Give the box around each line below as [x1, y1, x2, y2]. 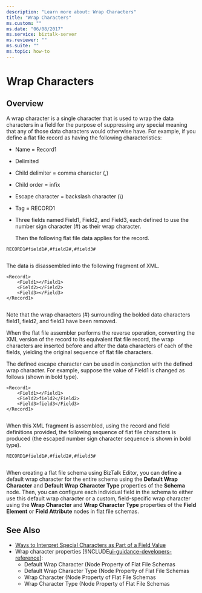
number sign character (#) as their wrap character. [15, 223, 142, 230]
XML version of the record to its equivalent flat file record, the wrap [6, 335, 174, 343]
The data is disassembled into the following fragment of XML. [6, 262, 160, 269]
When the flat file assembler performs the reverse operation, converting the [6, 329, 195, 337]
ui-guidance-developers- [109, 548, 172, 555]
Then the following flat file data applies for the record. [15, 234, 149, 241]
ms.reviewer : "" [6, 37, 47, 43]
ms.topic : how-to [6, 49, 50, 55]
